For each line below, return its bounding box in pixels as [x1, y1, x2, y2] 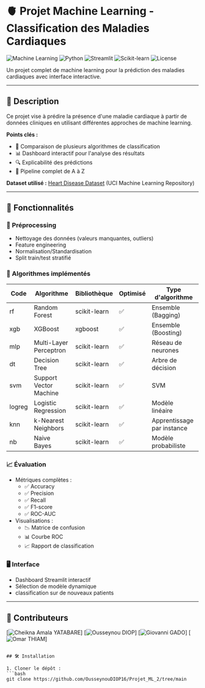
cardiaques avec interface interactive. [6, 73, 102, 80]
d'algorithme [154, 293, 193, 302]
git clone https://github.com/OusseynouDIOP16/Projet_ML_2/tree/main [6, 676, 187, 683]
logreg [9, 402, 29, 411]
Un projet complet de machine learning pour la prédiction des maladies [6, 66, 185, 73]
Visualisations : [15, 517, 54, 524]
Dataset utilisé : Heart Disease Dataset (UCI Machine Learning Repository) [6, 179, 195, 186]
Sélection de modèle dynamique [15, 583, 96, 590]
